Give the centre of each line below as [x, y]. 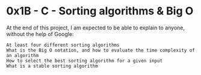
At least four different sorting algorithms [63, 45]
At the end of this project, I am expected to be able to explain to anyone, [96, 28]
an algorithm [23, 55]
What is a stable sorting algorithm [52, 66]
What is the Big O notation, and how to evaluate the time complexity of [101, 50]
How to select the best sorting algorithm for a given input [85, 61]
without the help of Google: [40, 34]
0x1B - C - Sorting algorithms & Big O [100, 11]
